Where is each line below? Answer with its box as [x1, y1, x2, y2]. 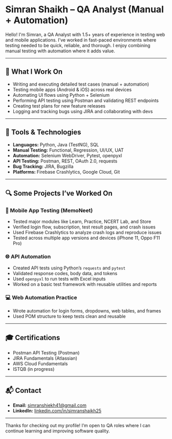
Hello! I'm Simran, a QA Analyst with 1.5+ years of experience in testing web [5, 31, 165, 37]
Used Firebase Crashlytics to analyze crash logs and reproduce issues [12, 229, 162, 236]
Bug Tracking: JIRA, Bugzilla [12, 163, 74, 170]
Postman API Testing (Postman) [12, 349, 80, 356]
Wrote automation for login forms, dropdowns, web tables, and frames [12, 307, 161, 313]
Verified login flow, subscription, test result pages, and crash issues [12, 224, 156, 230]
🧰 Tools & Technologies [5, 128, 81, 137]
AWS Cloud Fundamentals [12, 360, 68, 367]
